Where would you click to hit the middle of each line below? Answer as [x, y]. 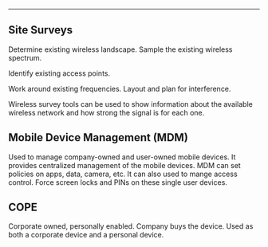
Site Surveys [41, 30]
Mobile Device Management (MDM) [99, 137]
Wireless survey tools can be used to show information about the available [130, 104]
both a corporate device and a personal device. [86, 235]
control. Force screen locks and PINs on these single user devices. [118, 182]
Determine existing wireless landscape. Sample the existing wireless [120, 49]
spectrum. [25, 57]
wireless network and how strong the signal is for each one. [106, 112]
